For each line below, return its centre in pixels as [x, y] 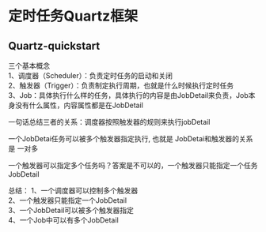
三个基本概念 [29, 65]
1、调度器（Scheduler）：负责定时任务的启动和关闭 [90, 75]
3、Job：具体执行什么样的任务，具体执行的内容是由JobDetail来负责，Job [129, 95]
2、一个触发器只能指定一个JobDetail [68, 200]
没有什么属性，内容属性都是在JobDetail [79, 105]
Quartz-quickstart [54, 45]
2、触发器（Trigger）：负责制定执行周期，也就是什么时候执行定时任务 [121, 85]
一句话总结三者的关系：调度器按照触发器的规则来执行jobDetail [109, 122]
